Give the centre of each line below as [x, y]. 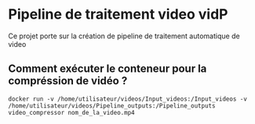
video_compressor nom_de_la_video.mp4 [71, 112]
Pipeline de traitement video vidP [118, 14]
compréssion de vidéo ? [68, 81]
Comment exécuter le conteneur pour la [107, 69]
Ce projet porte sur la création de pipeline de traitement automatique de [124, 36]
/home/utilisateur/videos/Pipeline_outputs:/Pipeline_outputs [112, 106]
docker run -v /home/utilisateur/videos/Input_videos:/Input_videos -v [127, 99]
